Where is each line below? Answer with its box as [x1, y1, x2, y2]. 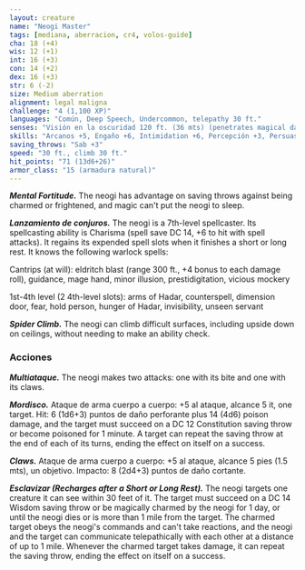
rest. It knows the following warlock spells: [9, 246, 169, 257]
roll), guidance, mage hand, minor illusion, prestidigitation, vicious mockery [9, 274, 290, 285]
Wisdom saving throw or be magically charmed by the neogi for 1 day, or [9, 502, 280, 513]
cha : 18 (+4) [9, 38, 59, 48]
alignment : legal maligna [9, 97, 107, 107]
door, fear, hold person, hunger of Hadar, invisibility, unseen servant [9, 301, 264, 312]
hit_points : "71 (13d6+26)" [9, 156, 116, 166]
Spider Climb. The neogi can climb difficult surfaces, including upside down [9, 319, 295, 330]
